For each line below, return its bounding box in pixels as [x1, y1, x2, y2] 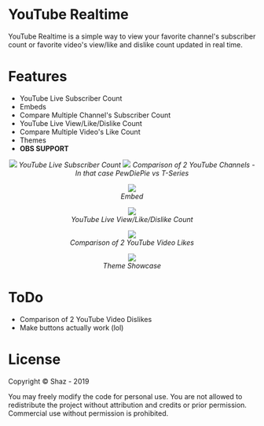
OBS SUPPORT [19, 143, 69, 153]
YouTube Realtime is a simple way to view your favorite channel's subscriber [8, 31, 256, 41]
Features [8, 68, 68, 86]
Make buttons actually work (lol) [19, 323, 124, 332]
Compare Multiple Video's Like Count [19, 127, 141, 136]
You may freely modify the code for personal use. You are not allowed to [8, 391, 243, 401]
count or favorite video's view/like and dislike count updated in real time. [8, 39, 244, 49]
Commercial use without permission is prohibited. [8, 408, 169, 418]
